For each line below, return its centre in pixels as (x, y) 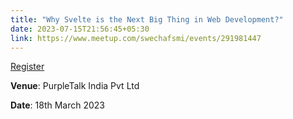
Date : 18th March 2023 (58, 105)
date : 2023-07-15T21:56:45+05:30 (80, 29)
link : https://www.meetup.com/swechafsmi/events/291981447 (136, 38)
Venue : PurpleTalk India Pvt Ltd (75, 86)
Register (27, 67)
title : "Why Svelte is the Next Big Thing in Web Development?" (147, 19)
